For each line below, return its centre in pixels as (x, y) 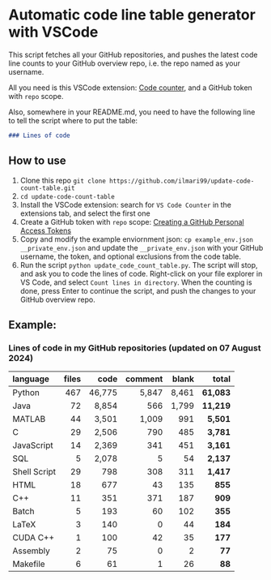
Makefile (29, 564)
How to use (37, 161)
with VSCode (53, 32)
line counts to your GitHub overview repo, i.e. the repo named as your (125, 63)
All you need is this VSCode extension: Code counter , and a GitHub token (130, 88)
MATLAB (29, 419)
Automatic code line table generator (132, 15)
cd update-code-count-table (67, 196)
